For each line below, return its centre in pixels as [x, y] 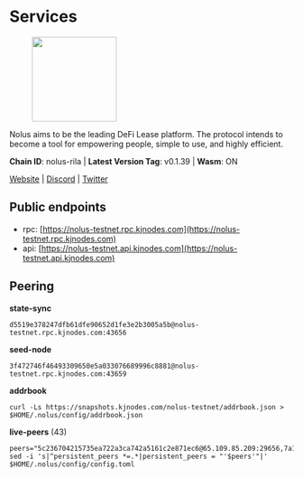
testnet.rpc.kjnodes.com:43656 [68, 333]
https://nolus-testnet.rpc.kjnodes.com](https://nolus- [141, 229]
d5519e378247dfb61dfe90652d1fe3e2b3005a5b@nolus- [105, 324]
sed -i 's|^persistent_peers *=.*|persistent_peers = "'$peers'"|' [139, 456]
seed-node [31, 349]
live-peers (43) [38, 432]
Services [44, 17]
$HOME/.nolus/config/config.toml [72, 464]
